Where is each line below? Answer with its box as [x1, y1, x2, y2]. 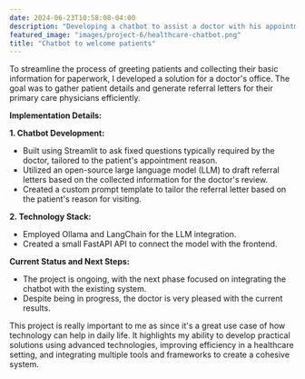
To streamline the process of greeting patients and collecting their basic [9, 64, 279, 75]
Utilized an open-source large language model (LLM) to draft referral [22, 165, 280, 175]
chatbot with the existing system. [22, 284, 147, 294]
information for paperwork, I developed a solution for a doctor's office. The [9, 74, 290, 85]
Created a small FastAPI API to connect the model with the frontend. [22, 238, 278, 250]
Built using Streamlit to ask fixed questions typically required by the [22, 145, 275, 156]
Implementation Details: [9, 110, 103, 121]
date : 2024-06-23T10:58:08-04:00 [9, 13, 136, 23]
